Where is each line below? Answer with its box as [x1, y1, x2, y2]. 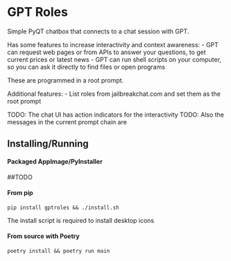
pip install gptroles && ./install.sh [7, 204, 119, 211]
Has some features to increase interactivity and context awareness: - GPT [7, 40, 219, 49]
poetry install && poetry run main [7, 247, 110, 254]
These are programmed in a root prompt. [7, 76, 124, 84]
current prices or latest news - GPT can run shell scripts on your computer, [7, 55, 222, 63]
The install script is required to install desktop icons [7, 216, 155, 224]
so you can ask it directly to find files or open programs [7, 62, 165, 71]
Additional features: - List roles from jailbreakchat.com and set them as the [7, 90, 221, 98]
